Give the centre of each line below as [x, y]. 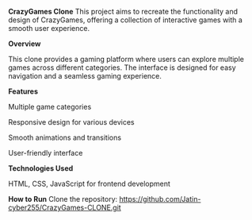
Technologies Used [41, 168]
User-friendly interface [46, 153]
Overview [25, 44]
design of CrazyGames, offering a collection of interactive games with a [126, 20]
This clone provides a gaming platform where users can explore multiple [126, 59]
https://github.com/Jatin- [160, 199]
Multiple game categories [50, 107]
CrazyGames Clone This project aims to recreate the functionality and [123, 12]
